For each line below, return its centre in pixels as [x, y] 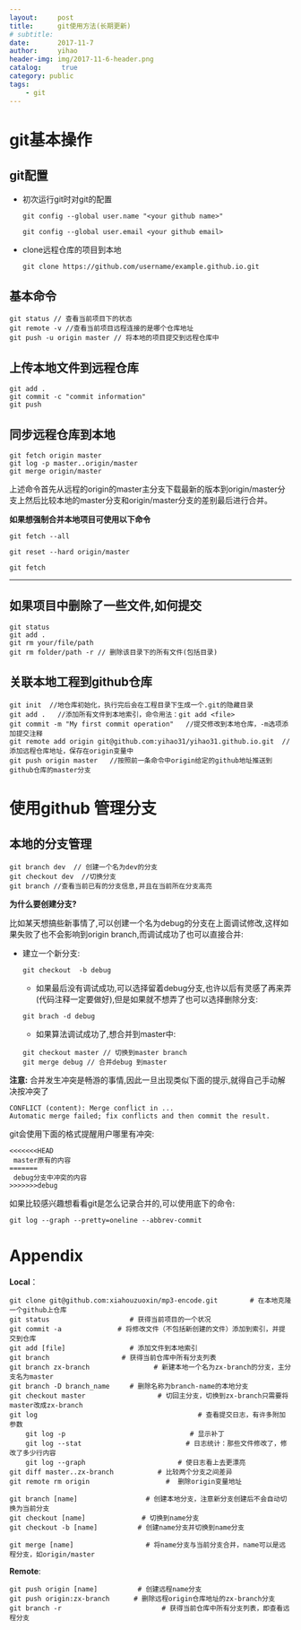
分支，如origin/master [56, 1554]
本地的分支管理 [51, 844]
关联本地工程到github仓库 [81, 682]
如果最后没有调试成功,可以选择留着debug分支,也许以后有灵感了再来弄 [163, 988]
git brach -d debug [59, 1016]
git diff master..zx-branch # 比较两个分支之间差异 [121, 1472]
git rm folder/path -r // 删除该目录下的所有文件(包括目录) [113, 652]
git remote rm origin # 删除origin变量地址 [125, 1481]
